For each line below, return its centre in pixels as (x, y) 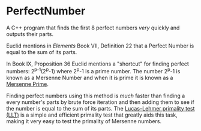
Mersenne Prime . (28, 84)
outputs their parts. (30, 34)
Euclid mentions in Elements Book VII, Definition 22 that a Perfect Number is (100, 46)
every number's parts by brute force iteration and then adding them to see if (100, 102)
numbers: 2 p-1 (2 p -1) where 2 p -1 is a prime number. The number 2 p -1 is (93, 70)
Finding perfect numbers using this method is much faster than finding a (96, 96)
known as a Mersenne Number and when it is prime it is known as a (90, 78)
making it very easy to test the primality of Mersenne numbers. (84, 121)
